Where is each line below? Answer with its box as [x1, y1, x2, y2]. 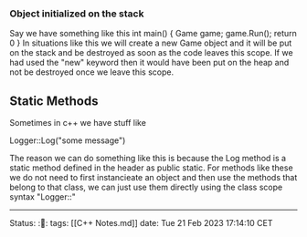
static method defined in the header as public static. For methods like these [9, 162, 294, 173]
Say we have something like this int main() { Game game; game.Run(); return [9, 28, 297, 39]
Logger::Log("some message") [9, 135, 126, 146]
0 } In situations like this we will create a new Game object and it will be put [9, 37, 292, 48]
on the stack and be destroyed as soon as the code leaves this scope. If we [9, 47, 294, 58]
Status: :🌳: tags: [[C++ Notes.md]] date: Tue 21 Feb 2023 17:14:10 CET [9, 218, 273, 229]
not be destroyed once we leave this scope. [9, 67, 175, 77]
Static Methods [9, 93, 99, 108]
